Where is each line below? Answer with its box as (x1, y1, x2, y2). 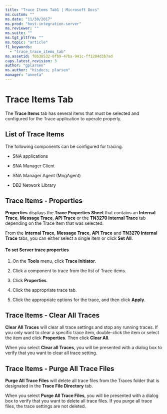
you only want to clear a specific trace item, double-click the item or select (5, 330, 159, 336)
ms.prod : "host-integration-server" (5, 21, 81, 26)
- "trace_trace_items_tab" (9, 49, 66, 54)
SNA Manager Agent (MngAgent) (12, 172, 81, 178)
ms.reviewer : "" (5, 26, 39, 31)
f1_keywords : (5, 44, 32, 49)
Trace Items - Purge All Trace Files (5, 364, 114, 373)
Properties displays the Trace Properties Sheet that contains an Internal (5, 210, 156, 216)
